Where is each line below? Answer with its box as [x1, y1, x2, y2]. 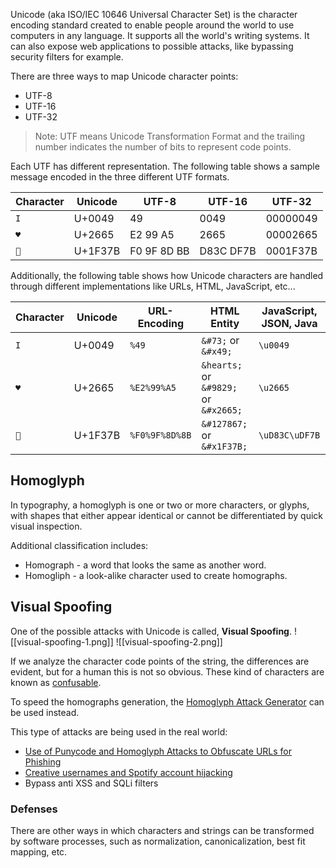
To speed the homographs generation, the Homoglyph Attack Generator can [10, 695, 325, 708]
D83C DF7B [199, 244, 257, 258]
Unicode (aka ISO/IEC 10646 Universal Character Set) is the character [10, 9, 298, 20]
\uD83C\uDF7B [258, 430, 321, 441]
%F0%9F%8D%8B [129, 430, 192, 441]
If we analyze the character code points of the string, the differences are [10, 655, 310, 667]
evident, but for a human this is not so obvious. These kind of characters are [10, 665, 325, 678]
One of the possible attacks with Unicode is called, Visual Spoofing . [10, 625, 292, 637]
